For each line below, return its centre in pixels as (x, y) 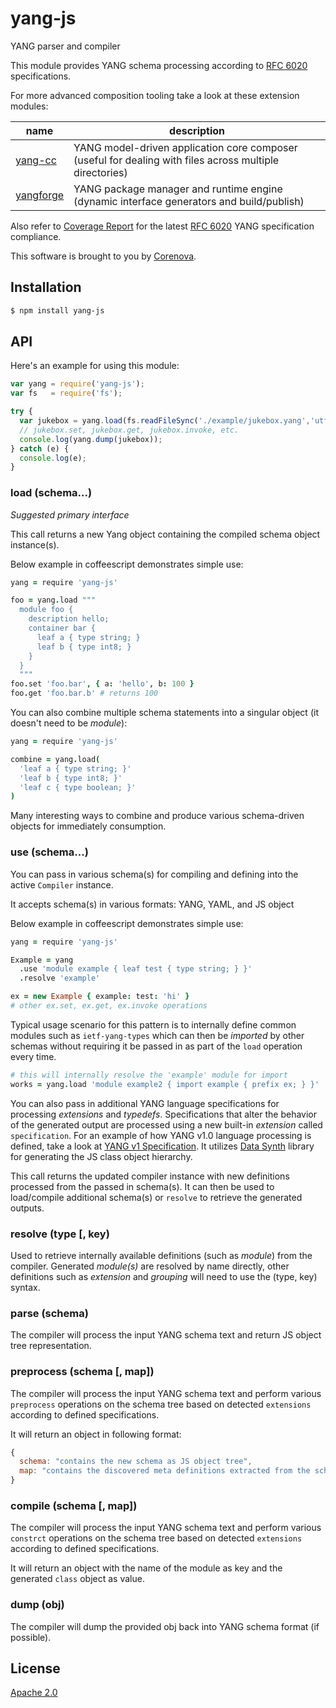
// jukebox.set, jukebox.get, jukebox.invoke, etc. (129, 430)
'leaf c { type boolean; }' (78, 787)
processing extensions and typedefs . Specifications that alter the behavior (164, 1114)
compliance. (36, 236)
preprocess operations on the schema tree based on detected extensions (161, 1404)
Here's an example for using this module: (95, 366)
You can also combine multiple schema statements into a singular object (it (164, 713)
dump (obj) (37, 1605)
